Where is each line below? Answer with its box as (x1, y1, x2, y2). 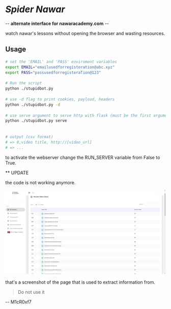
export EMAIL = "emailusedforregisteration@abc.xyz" (5, 65, 115, 70)
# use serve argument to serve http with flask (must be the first (5, 113, 152, 118)
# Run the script (5, 80, 42, 86)
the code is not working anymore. (5, 179, 76, 185)
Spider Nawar (5, 4, 65, 15)
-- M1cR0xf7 (5, 299, 32, 305)
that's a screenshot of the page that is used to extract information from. (5, 279, 155, 285)
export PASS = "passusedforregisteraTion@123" (5, 70, 101, 75)
